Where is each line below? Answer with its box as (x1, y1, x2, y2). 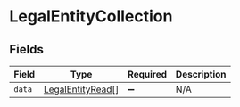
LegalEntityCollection (9, 6, 173, 27)
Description (175, 69, 227, 80)
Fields (9, 42, 45, 57)
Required (128, 69, 168, 80)
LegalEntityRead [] (43, 83, 120, 95)
